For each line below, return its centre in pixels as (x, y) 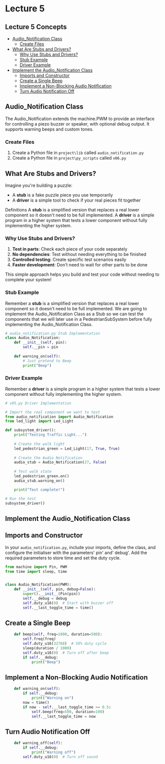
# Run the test (21, 499)
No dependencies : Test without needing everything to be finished (79, 255)
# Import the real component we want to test (52, 412)
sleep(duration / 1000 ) (47, 648)
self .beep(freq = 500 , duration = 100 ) (68, 712)
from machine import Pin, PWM (36, 567)
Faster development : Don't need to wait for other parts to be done (80, 265)
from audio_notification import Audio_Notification (59, 417)
